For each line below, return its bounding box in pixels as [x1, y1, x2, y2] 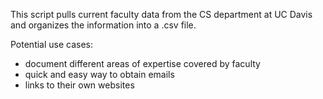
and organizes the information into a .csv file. [10, 19, 197, 31]
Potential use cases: [10, 39, 94, 50]
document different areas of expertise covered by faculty [24, 58, 261, 69]
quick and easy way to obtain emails [24, 69, 175, 80]
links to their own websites [24, 79, 135, 91]
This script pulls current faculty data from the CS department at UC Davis [10, 9, 313, 20]
